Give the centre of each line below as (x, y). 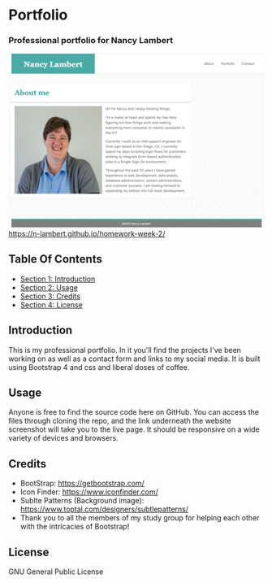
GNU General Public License (56, 572)
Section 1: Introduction (58, 279)
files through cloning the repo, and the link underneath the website (120, 421)
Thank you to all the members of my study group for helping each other (140, 518)
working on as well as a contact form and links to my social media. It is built (134, 359)
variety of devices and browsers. (64, 438)
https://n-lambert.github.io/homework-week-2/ (87, 234)
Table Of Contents (56, 259)
